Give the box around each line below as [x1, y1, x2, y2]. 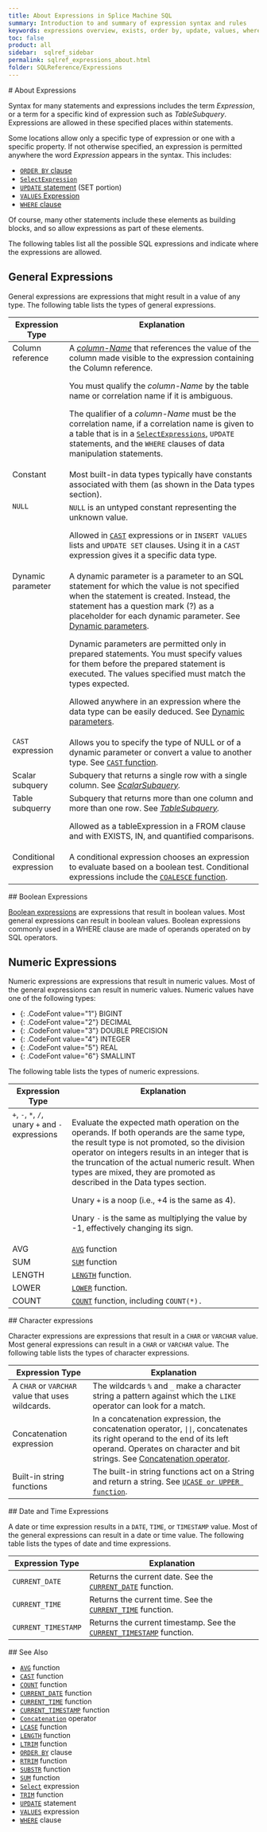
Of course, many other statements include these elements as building [8, 214, 236, 224]
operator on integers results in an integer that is [71, 1147, 249, 1158]
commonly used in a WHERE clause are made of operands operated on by [8, 924, 251, 933]
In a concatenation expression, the [92, 1414, 221, 1425]
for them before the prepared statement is [68, 658, 226, 669]
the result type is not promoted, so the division [71, 1137, 245, 1148]
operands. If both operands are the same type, [71, 1127, 246, 1138]
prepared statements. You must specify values [68, 648, 242, 659]
